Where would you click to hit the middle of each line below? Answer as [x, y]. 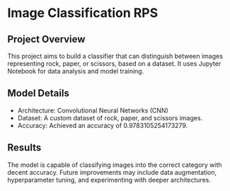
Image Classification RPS [83, 13]
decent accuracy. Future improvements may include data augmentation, [112, 172]
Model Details [38, 93]
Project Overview [46, 39]
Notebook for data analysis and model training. [76, 71]
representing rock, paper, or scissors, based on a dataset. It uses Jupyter [114, 64]
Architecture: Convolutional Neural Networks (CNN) [93, 110]
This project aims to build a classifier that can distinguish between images [115, 56]
